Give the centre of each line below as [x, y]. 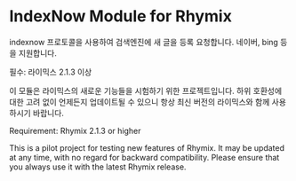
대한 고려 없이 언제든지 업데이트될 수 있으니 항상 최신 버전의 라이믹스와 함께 [140, 102]
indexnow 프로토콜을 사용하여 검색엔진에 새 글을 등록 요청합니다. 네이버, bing [144, 42]
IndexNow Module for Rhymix [121, 16]
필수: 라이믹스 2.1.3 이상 [51, 72]
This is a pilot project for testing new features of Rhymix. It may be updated [147, 147]
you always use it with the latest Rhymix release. [98, 167]
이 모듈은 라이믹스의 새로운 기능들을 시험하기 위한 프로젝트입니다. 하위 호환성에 [146, 90]
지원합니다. [38, 53]
